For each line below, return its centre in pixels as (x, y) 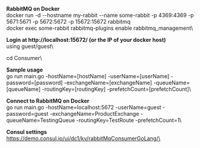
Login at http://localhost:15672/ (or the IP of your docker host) (86, 40)
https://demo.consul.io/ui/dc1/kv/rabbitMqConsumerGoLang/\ (83, 138)
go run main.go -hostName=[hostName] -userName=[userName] (88, 76)
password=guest (27, 114)
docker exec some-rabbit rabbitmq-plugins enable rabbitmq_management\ (100, 28)
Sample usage (25, 70)
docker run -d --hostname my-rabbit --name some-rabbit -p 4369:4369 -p (100, 15)
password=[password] (35, 82)
